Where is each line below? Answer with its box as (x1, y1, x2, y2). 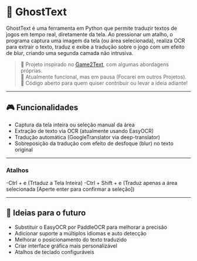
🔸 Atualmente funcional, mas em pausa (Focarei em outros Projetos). (20, 73, 186, 80)
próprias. (20, 67, 43, 74)
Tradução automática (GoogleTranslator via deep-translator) (14, 133, 160, 140)
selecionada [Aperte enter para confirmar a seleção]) (6, 186, 135, 193)
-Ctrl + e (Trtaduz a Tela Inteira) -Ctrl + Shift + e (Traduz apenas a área (6, 180, 178, 187)
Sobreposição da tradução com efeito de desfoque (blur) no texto (14, 140, 174, 147)
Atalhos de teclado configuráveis (14, 248, 95, 255)
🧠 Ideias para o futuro (6, 208, 86, 218)
